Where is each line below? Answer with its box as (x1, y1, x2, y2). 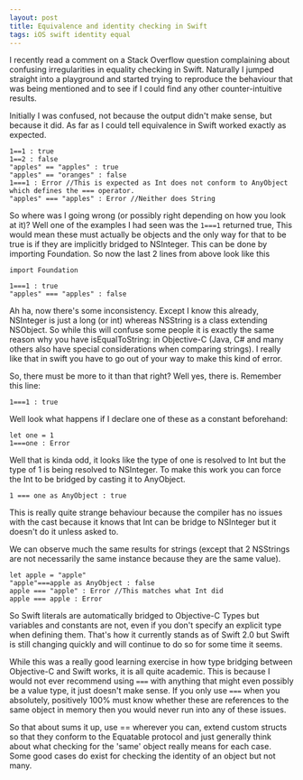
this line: (9, 381, 41, 391)
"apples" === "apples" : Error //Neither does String (9, 195, 216, 204)
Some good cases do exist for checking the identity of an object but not (9, 750, 277, 762)
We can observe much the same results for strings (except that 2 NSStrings (9, 544, 290, 555)
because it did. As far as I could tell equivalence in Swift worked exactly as (9, 120, 287, 131)
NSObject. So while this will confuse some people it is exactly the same (9, 325, 275, 335)
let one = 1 (9, 431, 54, 440)
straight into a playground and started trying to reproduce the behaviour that (9, 74, 293, 85)
